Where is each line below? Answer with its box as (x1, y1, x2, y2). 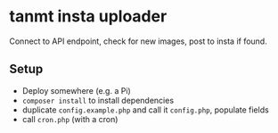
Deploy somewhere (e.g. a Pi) (21, 85, 131, 96)
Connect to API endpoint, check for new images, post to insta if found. (9, 36, 267, 46)
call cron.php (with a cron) (21, 113, 119, 124)
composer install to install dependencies (21, 95, 175, 105)
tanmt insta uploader (9, 6, 168, 27)
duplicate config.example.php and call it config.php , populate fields (21, 104, 269, 115)
